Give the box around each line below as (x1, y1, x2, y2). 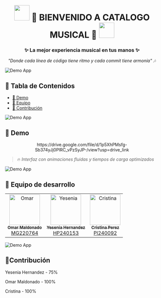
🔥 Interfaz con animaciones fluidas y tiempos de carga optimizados (17, 156, 155, 162)
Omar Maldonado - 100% (5, 278, 56, 284)
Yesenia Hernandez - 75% (5, 269, 58, 275)
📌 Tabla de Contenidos (5, 82, 75, 90)
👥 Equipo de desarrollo (5, 180, 75, 189)
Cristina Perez (91, 225, 120, 230)
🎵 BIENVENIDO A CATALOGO (31, 12, 150, 23)
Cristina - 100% (5, 288, 37, 294)
